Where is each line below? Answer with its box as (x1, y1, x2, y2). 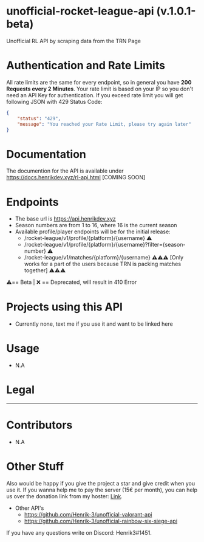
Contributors (6, 418, 73, 432)
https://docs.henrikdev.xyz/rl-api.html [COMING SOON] (6, 174, 146, 181)
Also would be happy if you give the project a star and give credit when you (6, 479, 195, 487)
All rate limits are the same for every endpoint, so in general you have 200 (6, 78, 192, 86)
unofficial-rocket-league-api (6, 4, 154, 18)
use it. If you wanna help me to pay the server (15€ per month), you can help (6, 486, 198, 493)
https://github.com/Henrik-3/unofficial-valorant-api (24, 510, 152, 518)
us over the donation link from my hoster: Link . (6, 492, 123, 499)
